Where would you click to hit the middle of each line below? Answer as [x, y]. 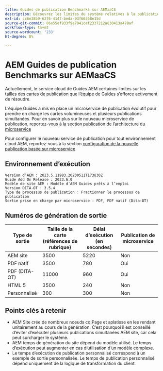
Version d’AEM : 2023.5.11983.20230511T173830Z [54, 175]
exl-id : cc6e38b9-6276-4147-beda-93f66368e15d [53, 18]
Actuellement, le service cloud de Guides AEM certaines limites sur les [76, 88]
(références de [60, 241]
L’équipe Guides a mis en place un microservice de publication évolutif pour [81, 108]
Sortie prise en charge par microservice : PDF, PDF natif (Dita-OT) [77, 201]
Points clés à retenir [36, 311]
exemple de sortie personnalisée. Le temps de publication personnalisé [83, 358]
